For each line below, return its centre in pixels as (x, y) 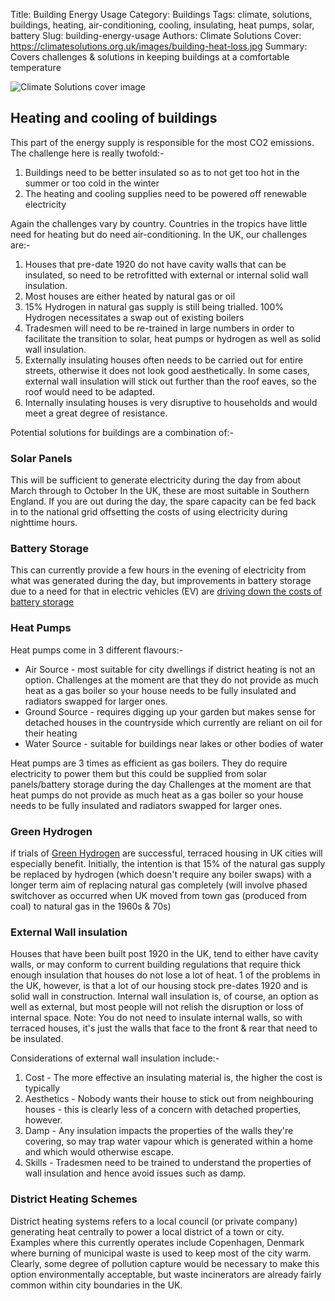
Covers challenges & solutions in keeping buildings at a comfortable (150, 57)
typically (42, 1088)
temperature (36, 67)
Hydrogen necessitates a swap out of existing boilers (134, 317)
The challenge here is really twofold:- (87, 153)
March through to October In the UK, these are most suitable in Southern (160, 491)
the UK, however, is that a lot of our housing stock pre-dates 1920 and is (159, 986)
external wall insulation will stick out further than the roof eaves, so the (170, 381)
